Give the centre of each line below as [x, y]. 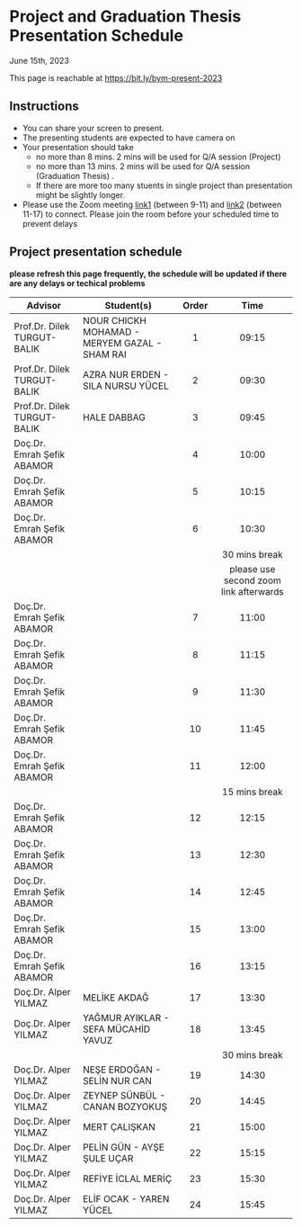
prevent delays [50, 223]
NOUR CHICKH [114, 320]
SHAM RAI [105, 354]
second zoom [252, 580]
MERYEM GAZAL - [122, 343]
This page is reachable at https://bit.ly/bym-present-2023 [116, 77]
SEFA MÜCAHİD [116, 1029]
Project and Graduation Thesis [125, 17]
